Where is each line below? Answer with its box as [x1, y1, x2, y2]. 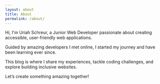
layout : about [5, 7, 34, 12]
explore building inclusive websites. [5, 64, 77, 70]
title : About [5, 12, 32, 17]
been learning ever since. [5, 49, 56, 55]
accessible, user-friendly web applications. [5, 35, 92, 41]
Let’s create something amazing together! [5, 74, 89, 80]
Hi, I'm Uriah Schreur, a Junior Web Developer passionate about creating [5, 30, 152, 36]
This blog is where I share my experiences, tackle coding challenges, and [5, 59, 154, 65]
